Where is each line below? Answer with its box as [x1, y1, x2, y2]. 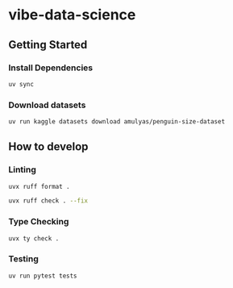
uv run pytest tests [8, 272, 78, 280]
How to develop [8, 140, 89, 154]
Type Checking [8, 216, 69, 227]
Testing [8, 253, 39, 265]
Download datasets [8, 99, 86, 111]
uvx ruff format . [8, 182, 70, 190]
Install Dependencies [8, 62, 94, 73]
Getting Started [8, 38, 88, 52]
